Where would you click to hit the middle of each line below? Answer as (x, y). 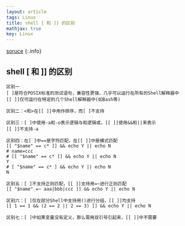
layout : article (26, 12)
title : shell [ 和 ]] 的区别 (41, 23)
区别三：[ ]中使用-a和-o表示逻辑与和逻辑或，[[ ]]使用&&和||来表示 (81, 123)
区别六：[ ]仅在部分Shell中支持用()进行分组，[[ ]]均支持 (71, 201)
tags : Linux (21, 17)
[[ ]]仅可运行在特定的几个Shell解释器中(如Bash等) (63, 100)
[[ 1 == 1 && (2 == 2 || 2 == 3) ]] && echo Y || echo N (79, 206)
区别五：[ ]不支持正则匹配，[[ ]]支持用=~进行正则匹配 (66, 183)
